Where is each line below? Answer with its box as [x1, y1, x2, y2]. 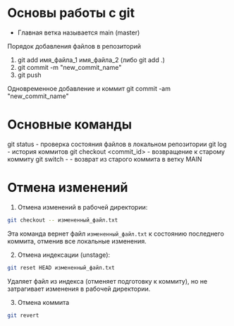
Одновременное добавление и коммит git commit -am [7, 84, 171, 92]
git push [17, 71, 42, 79]
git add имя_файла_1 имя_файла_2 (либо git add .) [17, 55, 166, 64]
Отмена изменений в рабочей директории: [17, 203, 148, 211]
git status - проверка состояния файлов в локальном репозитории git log [7, 140, 227, 148]
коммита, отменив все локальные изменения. [7, 236, 147, 245]
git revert [7, 312, 39, 319]
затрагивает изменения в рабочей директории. [7, 284, 151, 293]
